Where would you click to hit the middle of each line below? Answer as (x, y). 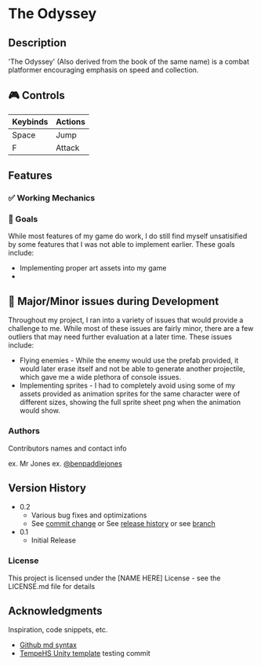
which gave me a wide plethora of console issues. (100, 377)
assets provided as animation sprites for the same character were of (130, 394)
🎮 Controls (36, 96)
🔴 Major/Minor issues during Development (114, 301)
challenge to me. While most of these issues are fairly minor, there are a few (131, 329)
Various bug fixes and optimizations (89, 515)
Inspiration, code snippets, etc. (58, 630)
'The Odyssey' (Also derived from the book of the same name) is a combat (129, 61)
